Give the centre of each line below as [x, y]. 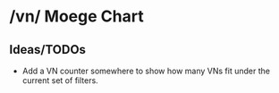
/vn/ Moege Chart [77, 17]
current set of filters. [60, 80]
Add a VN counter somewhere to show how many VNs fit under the [146, 71]
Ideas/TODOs [48, 50]
